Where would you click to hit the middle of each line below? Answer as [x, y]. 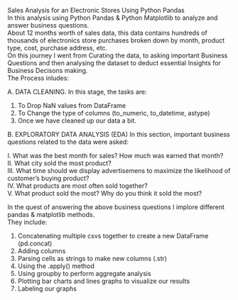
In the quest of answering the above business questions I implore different [116, 207]
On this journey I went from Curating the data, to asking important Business [118, 55]
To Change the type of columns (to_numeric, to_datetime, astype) [114, 113]
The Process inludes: [38, 78]
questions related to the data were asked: [68, 142]
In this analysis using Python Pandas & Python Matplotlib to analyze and [113, 18]
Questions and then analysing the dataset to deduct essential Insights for [114, 63]
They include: [27, 222]
